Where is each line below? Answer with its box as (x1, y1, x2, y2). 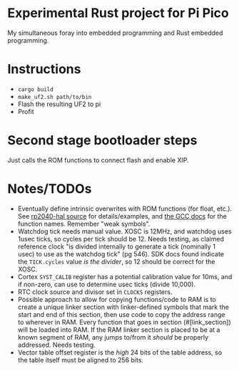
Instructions (7, 61, 81, 78)
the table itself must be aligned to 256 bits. (17, 355, 144, 364)
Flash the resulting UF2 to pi (17, 100, 101, 108)
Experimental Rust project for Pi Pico (7, 5, 230, 21)
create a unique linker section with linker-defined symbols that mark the (17, 303, 230, 311)
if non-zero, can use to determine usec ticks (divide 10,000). (17, 280, 196, 288)
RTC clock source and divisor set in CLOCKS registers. (17, 287, 173, 296)
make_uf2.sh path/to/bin (17, 93, 92, 100)
